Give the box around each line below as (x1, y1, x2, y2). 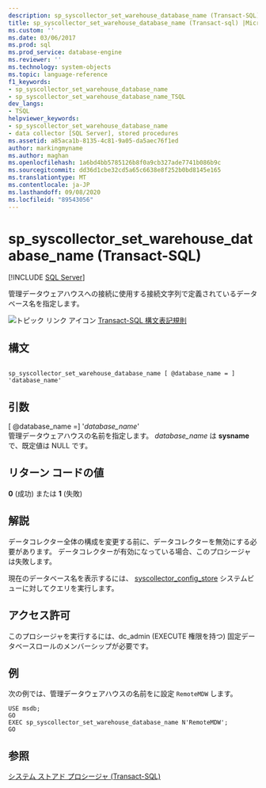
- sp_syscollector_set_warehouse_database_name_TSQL (8, 93, 186, 101)
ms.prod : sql (8, 41, 51, 49)
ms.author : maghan (8, 151, 69, 159)
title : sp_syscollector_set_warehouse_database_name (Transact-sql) (8, 19, 239, 27)
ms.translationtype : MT (8, 173, 87, 182)
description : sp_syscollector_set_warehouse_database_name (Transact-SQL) (8, 11, 260, 20)
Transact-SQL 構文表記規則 (97, 316, 188, 325)
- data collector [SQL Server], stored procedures (8, 129, 179, 137)
